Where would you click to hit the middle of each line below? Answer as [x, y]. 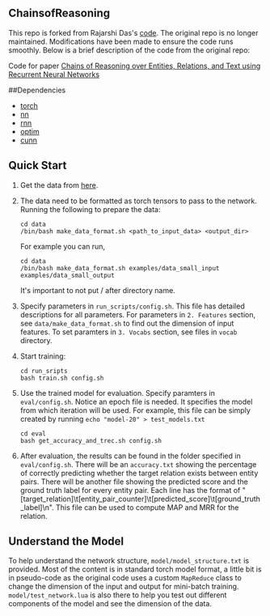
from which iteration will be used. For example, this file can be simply [135, 410]
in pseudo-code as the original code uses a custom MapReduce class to [125, 578]
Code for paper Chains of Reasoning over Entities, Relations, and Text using [135, 66]
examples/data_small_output [67, 275]
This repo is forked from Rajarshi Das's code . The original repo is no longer [133, 32]
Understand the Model [66, 542]
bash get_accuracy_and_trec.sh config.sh [91, 440]
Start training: [43, 356]
